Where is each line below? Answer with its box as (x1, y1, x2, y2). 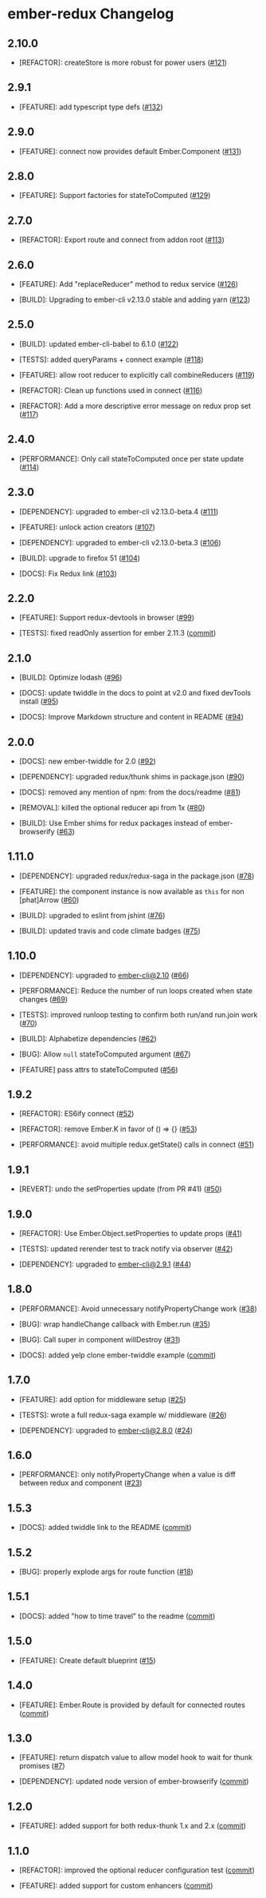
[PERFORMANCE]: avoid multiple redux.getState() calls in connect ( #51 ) (18, 1139, 255, 1150)
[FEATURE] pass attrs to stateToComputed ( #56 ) (18, 1064, 178, 1074)
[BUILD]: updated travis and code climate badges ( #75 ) (18, 925, 201, 935)
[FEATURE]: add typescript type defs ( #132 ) (18, 101, 163, 112)
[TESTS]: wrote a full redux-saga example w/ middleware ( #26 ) (18, 1410, 228, 1420)
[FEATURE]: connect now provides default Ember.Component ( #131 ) (18, 146, 242, 156)
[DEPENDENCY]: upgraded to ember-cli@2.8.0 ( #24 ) (18, 1425, 193, 1435)
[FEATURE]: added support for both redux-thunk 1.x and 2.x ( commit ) (18, 1821, 246, 1831)
